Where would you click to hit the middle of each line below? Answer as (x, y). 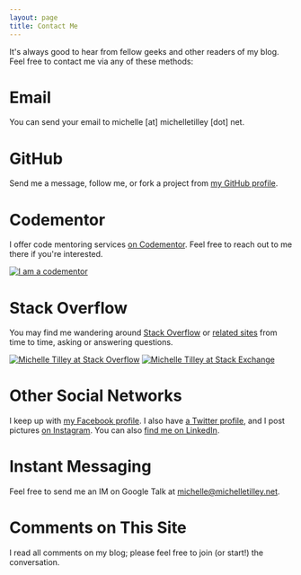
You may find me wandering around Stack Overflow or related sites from (143, 332)
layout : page (34, 18)
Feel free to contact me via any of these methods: (102, 61)
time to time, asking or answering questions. (91, 342)
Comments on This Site (98, 528)
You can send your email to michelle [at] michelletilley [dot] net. (127, 122)
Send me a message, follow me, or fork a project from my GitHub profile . (144, 183)
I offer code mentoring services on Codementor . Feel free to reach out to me (151, 244)
